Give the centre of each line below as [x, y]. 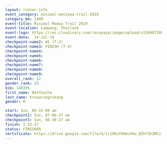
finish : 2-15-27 [22, 124]
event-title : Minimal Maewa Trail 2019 [46, 24]
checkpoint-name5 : [24, 56]
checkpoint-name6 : [24, 60]
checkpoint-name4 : [24, 51]
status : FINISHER [23, 129]
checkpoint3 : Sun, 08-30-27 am [38, 120]
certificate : [19, 134]
